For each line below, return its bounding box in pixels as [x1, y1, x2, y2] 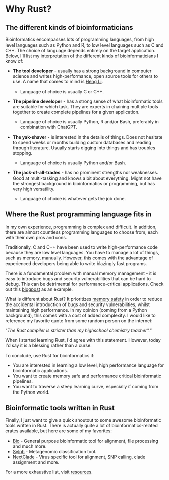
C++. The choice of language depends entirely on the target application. [5, 48, 156, 53]
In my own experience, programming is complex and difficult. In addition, [5, 224, 157, 230]
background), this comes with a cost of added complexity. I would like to [5, 312, 156, 318]
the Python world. [12, 389, 50, 395]
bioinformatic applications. [12, 367, 68, 373]
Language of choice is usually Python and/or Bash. [20, 160, 126, 166]
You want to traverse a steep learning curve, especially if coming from [12, 383, 159, 389]
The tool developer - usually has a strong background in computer [12, 68, 152, 74]
